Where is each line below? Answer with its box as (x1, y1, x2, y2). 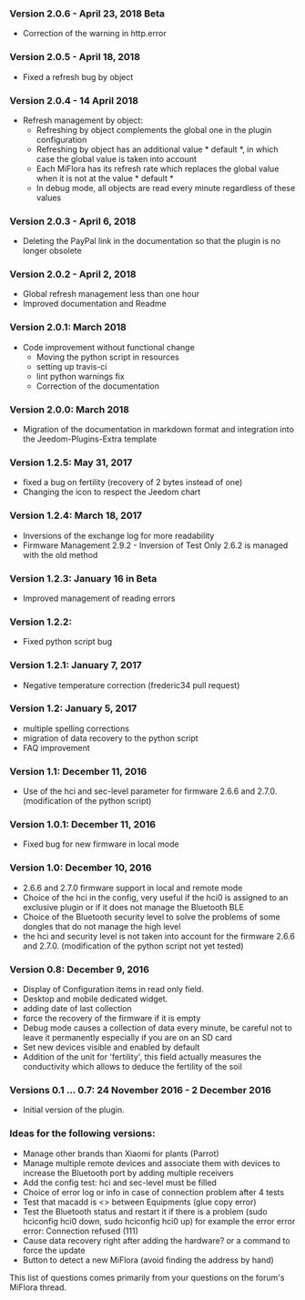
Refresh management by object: (22, 115, 144, 126)
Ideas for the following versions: (9, 1127, 156, 1140)
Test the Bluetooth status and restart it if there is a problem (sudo (22, 1205, 268, 1217)
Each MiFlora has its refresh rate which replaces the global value (36, 163, 280, 174)
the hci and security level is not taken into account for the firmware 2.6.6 (22, 930, 296, 941)
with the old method (22, 549, 98, 560)
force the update (22, 1244, 86, 1255)
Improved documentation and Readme (22, 299, 167, 310)
